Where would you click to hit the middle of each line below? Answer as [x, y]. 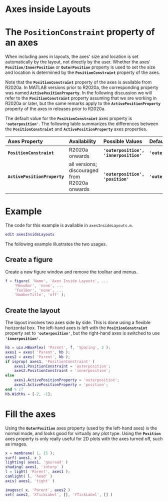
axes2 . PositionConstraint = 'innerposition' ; [62, 371]
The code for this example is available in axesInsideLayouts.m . [69, 225]
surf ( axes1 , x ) [23, 458]
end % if [14, 389]
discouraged [84, 170]
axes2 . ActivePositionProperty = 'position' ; [61, 385]
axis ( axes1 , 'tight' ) [30, 481]
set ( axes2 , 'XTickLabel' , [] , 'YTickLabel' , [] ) [59, 494]
